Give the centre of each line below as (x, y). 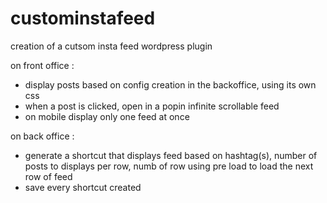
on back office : (42, 136)
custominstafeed (83, 18)
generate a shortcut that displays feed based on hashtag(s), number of (171, 155)
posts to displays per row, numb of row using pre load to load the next (169, 166)
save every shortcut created (83, 187)
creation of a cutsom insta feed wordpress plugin (111, 46)
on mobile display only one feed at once (107, 116)
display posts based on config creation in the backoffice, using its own (170, 84)
